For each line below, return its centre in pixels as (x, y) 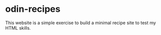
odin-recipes (33, 9)
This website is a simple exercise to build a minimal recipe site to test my (81, 23)
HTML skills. (18, 28)
